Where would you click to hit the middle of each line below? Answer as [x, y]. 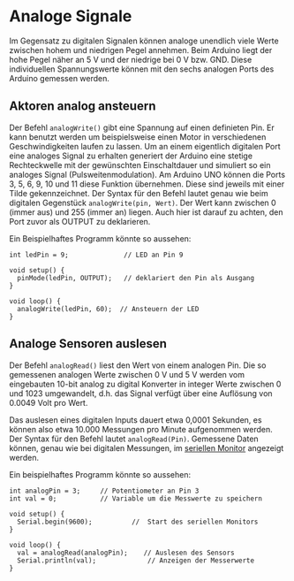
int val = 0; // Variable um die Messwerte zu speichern [136, 498]
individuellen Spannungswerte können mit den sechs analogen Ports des [142, 69]
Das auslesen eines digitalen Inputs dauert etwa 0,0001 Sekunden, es [136, 420]
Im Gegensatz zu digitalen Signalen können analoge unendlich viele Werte [144, 41]
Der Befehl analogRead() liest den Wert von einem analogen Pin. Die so [138, 365]
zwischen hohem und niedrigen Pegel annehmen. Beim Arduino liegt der [141, 50]
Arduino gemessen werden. [60, 78]
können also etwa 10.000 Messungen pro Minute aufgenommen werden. [141, 429]
